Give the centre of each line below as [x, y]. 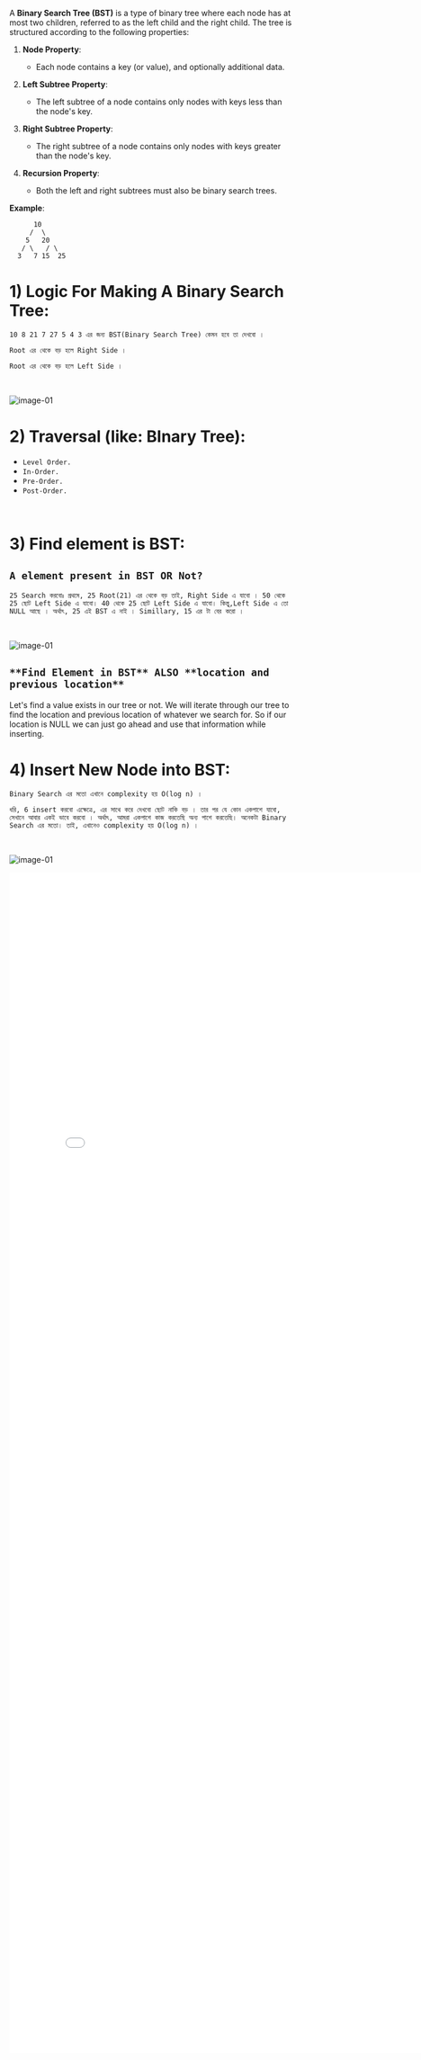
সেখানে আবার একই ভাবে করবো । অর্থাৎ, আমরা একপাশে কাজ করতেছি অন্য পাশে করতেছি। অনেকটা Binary [148, 818]
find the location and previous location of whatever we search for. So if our [148, 714]
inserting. [27, 733]
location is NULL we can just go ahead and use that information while [138, 724]
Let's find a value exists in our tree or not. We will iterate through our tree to [149, 704]
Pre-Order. [43, 481]
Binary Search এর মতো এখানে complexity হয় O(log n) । [106, 794]
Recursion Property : [61, 173]
